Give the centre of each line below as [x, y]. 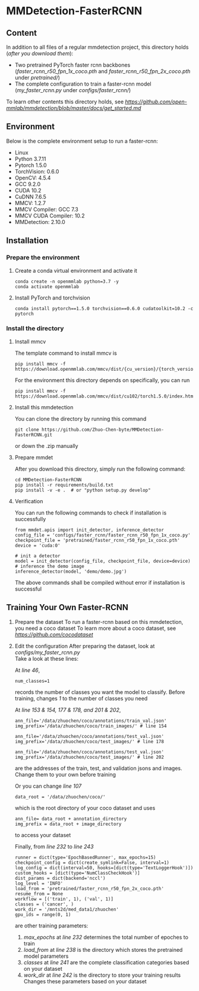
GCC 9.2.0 [28, 184]
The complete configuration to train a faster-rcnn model [83, 84]
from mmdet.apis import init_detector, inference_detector [89, 530]
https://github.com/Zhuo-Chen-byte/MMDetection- [103, 430]
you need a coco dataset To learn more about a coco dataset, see [95, 628]
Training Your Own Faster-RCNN [67, 607]
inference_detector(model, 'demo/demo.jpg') [71, 572]
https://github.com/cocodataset [54, 635]
